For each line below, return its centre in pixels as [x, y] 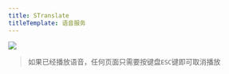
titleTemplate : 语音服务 [47, 23]
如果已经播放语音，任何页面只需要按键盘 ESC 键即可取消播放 [124, 61]
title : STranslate [39, 16]
